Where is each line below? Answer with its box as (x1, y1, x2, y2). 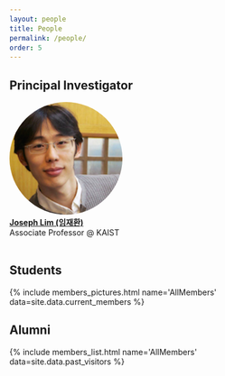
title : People (9, 23, 63, 33)
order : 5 (9, 43, 42, 52)
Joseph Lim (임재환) (9, 217, 84, 228)
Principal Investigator (9, 78, 134, 93)
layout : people (9, 14, 67, 23)
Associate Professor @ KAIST (9, 227, 120, 238)
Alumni (9, 323, 52, 338)
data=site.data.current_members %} (9, 296, 145, 307)
